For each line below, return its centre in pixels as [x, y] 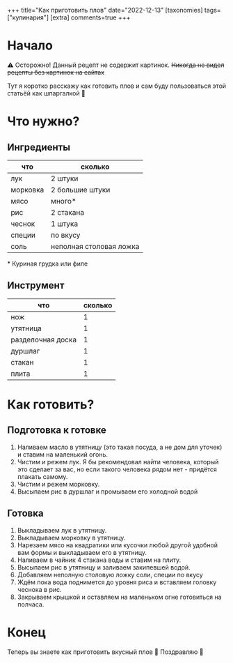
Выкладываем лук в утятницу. [62, 530]
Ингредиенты [39, 147]
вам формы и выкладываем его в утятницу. [82, 552]
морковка [27, 190]
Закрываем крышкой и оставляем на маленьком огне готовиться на [119, 597]
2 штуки [65, 178]
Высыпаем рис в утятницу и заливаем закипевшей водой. [104, 567]
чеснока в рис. [39, 589]
